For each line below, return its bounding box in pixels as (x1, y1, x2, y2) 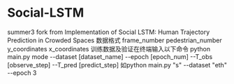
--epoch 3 (7, 68, 37, 77)
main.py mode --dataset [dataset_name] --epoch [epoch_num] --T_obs (7, 52, 213, 60)
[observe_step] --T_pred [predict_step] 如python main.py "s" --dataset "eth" (7, 60, 227, 69)
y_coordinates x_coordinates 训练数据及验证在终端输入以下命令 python (7, 44, 211, 53)
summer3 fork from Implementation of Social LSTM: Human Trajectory (7, 28, 210, 36)
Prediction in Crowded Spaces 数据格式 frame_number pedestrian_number (7, 36, 222, 44)
